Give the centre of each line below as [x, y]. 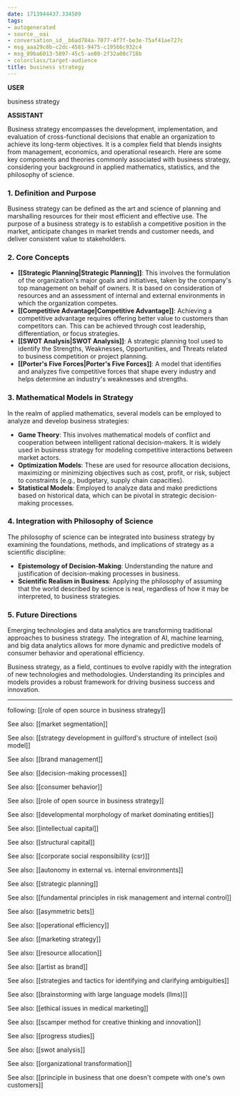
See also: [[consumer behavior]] [55, 787]
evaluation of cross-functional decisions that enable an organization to [111, 136]
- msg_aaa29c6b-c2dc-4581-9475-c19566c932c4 [75, 47]
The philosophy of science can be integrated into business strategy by [111, 537]
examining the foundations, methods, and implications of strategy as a [111, 544]
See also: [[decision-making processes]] [67, 773]
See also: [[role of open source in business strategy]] [86, 801]
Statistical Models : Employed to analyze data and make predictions [117, 488]
